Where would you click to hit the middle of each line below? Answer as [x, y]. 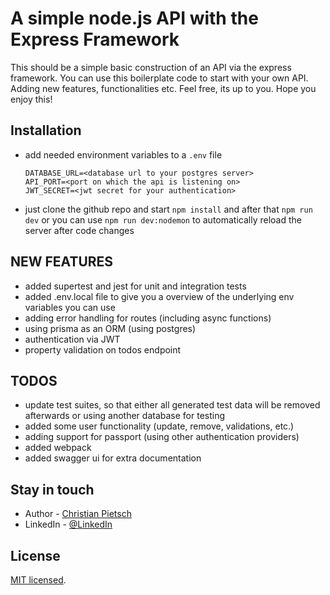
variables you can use [70, 307]
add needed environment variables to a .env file [123, 154]
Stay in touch [52, 489]
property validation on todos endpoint [103, 349]
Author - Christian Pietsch [78, 514]
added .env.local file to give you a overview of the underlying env [159, 296]
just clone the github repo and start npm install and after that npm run [168, 209]
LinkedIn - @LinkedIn [68, 524]
